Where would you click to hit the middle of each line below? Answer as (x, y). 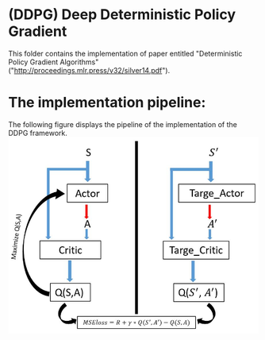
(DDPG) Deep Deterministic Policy (122, 15)
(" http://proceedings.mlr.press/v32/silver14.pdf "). (89, 70)
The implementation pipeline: (107, 103)
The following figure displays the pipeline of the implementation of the (123, 124)
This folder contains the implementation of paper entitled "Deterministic (125, 53)
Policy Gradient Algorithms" (54, 62)
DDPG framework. (38, 133)
